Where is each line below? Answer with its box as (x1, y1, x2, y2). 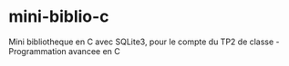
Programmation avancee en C (8, 45, 120, 56)
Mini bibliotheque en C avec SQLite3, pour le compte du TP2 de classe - (8, 36, 280, 47)
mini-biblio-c (8, 6, 110, 27)
